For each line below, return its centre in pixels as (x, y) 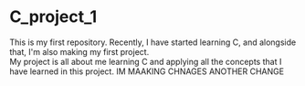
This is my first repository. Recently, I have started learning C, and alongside (153, 42)
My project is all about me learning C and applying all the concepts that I (146, 61)
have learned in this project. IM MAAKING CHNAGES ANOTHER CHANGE (147, 71)
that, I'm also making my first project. (79, 51)
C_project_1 (53, 17)
